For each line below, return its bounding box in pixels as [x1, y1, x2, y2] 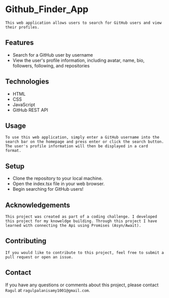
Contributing [5, 237, 47, 245]
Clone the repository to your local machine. [12, 176, 103, 182]
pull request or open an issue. [5, 254, 73, 260]
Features [5, 38, 34, 47]
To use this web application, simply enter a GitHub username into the [5, 135, 159, 140]
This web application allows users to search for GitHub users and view [5, 20, 162, 25]
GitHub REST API [12, 107, 49, 113]
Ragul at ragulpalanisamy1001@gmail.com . [5, 287, 90, 293]
